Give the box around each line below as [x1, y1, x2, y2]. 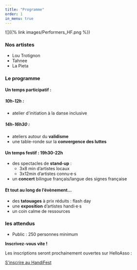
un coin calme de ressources [12, 208, 70, 214]
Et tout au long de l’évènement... [5, 187, 72, 193]
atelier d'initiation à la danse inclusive [12, 110, 87, 116]
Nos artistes [5, 42, 35, 48]
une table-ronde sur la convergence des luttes [12, 139, 107, 144]
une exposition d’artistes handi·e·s [12, 203, 82, 209]
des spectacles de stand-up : [12, 160, 72, 166]
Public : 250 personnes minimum [12, 231, 78, 237]
